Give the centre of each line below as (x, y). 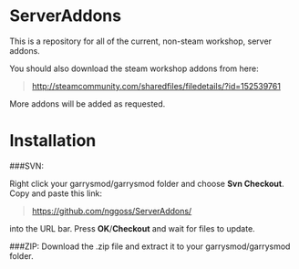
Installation (53, 141)
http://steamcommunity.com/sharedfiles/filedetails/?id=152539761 (156, 86)
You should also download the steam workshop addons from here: (134, 68)
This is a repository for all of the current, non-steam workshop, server (140, 41)
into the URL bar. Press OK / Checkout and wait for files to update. (132, 228)
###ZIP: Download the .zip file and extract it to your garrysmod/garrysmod (150, 246)
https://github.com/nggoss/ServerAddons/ (112, 211)
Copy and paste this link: (56, 193)
